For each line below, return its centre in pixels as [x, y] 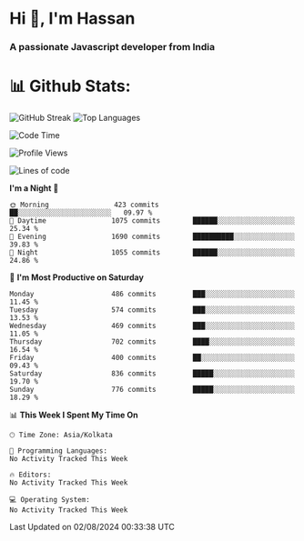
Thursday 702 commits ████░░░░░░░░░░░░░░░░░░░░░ [152, 342]
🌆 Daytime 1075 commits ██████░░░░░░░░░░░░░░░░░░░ [152, 221]
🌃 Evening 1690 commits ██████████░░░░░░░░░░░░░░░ [152, 237]
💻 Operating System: [50, 500]
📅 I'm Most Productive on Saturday [76, 277]
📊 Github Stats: [70, 86]
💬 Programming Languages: [58, 451]
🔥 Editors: [30, 475]
